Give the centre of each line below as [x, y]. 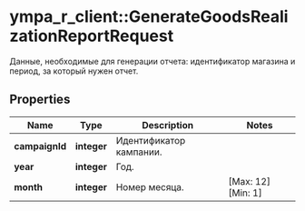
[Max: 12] [249, 181]
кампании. [139, 152]
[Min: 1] [245, 193]
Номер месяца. [150, 186]
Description [167, 125]
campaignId [40, 146]
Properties [40, 100]
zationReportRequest [92, 36]
